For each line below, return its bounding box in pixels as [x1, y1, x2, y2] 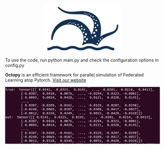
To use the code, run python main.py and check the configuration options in [5, 57, 159, 63]
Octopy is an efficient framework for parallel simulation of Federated [5, 72, 144, 78]
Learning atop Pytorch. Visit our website [5, 77, 86, 83]
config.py [5, 62, 25, 68]
